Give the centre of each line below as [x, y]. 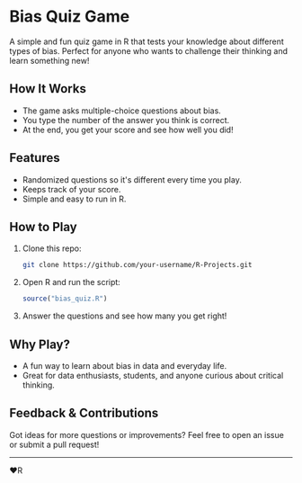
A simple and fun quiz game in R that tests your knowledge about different [147, 41]
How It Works [48, 89]
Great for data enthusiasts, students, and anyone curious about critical [153, 375]
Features [35, 158]
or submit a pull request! [54, 444]
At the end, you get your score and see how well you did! [128, 130]
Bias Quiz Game [70, 17]
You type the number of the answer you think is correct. [126, 120]
